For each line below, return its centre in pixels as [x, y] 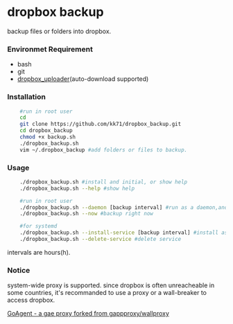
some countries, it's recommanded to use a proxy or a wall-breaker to [107, 293]
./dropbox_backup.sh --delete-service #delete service [101, 240]
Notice [19, 270]
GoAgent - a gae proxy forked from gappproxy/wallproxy [88, 314]
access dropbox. [31, 300]
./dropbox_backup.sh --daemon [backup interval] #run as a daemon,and [124, 207]
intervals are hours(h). [39, 252]
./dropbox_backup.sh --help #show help [77, 188]
